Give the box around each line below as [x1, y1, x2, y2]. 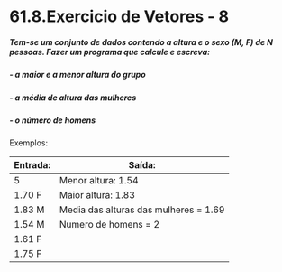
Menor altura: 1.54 [59, 174, 139, 187]
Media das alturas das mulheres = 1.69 [59, 203, 225, 216]
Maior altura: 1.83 [59, 189, 135, 202]
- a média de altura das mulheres [9, 92, 137, 103]
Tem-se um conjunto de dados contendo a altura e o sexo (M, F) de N [9, 36, 273, 47]
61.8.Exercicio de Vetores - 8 [9, 6, 230, 27]
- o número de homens [9, 115, 96, 126]
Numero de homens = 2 [59, 219, 160, 231]
